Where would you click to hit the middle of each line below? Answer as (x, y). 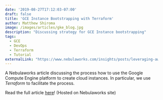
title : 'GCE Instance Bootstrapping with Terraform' (59, 18)
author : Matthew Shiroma (30, 23)
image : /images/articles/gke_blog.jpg (44, 28)
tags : (10, 37)
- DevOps (18, 46)
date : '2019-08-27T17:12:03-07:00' (41, 9)
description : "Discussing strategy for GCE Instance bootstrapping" (76, 32)
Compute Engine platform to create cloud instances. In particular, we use (78, 78)
